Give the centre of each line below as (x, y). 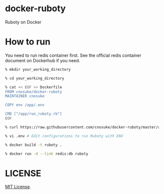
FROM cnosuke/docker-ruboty (34, 92)
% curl (12, 127)
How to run (28, 42)
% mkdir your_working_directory (38, 69)
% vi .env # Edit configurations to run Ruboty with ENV (64, 136)
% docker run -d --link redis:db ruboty (47, 154)
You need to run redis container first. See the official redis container (73, 55)
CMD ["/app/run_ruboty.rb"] (34, 114)
